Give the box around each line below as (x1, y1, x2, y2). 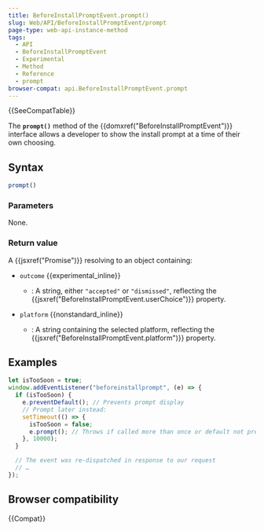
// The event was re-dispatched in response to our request (15, 456, 216, 464)
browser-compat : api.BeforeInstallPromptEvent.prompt (8, 84, 189, 93)
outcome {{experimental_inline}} (19, 270, 121, 280)
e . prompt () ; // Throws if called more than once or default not (28, 427, 244, 436)
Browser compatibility (8, 493, 119, 507)
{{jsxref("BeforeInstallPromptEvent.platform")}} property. (31, 333, 216, 342)
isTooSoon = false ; (28, 420, 93, 428)
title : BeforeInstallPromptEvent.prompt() (8, 11, 149, 20)
